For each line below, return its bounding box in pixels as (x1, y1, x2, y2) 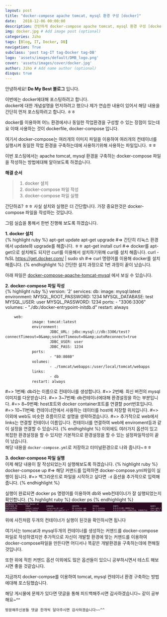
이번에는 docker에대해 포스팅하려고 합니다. (5, 96, 88, 102)
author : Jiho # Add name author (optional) (5, 66, 97, 71)
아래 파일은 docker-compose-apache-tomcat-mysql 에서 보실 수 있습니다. (5, 272, 153, 278)
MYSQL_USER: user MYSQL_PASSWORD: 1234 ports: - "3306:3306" (5, 299, 146, 305)
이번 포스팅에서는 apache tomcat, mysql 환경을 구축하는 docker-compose (5, 153, 152, 159)
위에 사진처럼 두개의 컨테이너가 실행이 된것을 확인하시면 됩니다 (5, 517, 126, 523)
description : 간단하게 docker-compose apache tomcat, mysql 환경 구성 (5, 24, 146, 29)
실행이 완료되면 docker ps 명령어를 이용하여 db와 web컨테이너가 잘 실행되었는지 (5, 490, 162, 497)
